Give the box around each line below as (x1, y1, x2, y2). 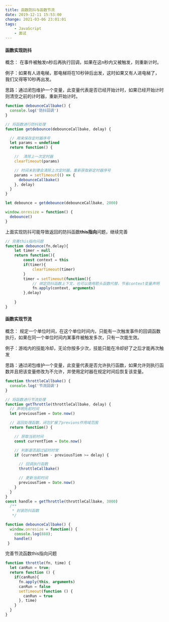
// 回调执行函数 (18, 462, 48, 467)
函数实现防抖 (5, 47, 32, 53)
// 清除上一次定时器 (14, 154, 54, 159)
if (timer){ (23, 262, 46, 267)
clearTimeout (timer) (32, 267, 75, 272)
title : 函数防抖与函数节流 (5, 7, 55, 13)
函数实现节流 (5, 316, 32, 322)
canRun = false (18, 584, 51, 589)
